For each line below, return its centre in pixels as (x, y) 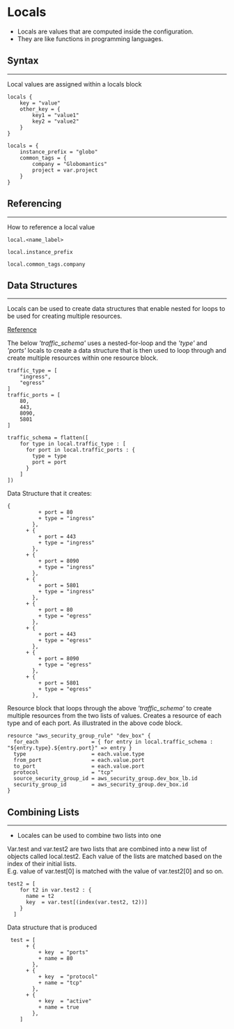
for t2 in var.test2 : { (56, 890)
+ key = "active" (65, 1001)
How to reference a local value (51, 227)
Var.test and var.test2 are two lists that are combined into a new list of (107, 849)
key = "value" (40, 103)
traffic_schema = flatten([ (48, 438)
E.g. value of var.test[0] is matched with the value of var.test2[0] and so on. (116, 871)
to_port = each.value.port (79, 767)
